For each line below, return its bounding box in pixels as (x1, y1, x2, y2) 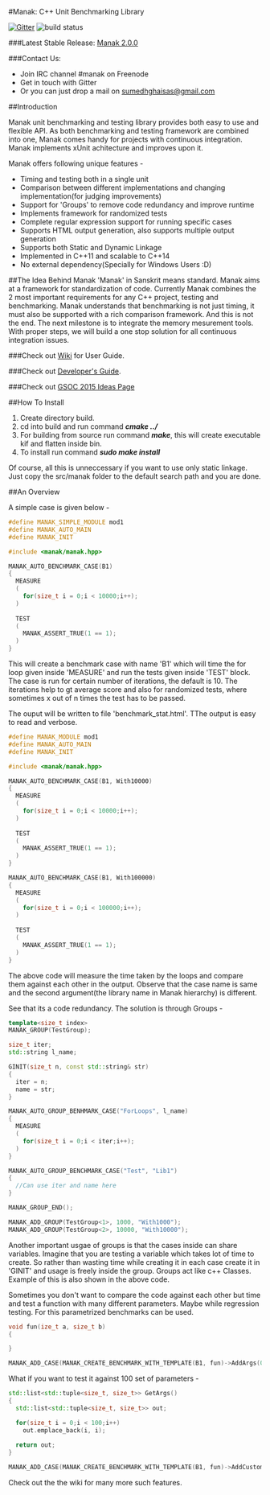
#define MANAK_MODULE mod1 (8, 733, 99, 741)
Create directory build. (19, 414, 95, 422)
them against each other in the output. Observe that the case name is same (8, 979, 258, 989)
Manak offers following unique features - (8, 159, 144, 168)
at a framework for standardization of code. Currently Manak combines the (8, 284, 257, 293)
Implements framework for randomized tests (19, 208, 168, 218)
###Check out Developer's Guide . (8, 366, 122, 376)
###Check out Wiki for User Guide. (8, 351, 125, 360)
